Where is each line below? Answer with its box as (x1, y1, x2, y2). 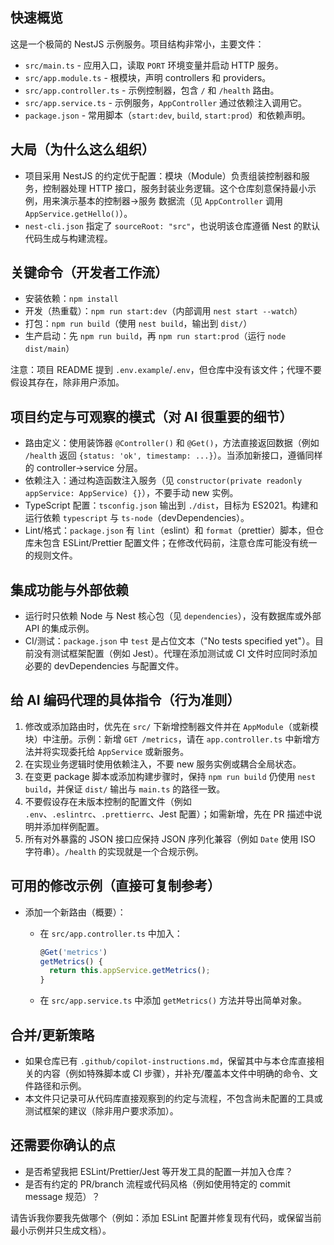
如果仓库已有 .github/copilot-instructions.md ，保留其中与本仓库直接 (24, 1055, 316, 1067)
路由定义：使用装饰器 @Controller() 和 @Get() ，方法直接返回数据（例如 (24, 437, 320, 449)
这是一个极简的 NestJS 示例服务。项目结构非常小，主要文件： (10, 38, 265, 50)
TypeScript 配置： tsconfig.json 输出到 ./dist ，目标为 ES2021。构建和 (24, 499, 319, 512)
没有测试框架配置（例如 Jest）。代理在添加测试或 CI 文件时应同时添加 (33, 648, 318, 660)
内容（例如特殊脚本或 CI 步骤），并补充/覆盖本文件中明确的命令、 (42, 1068, 310, 1079)
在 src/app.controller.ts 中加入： (39, 927, 183, 939)
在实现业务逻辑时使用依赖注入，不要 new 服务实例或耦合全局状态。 (24, 758, 302, 770)
